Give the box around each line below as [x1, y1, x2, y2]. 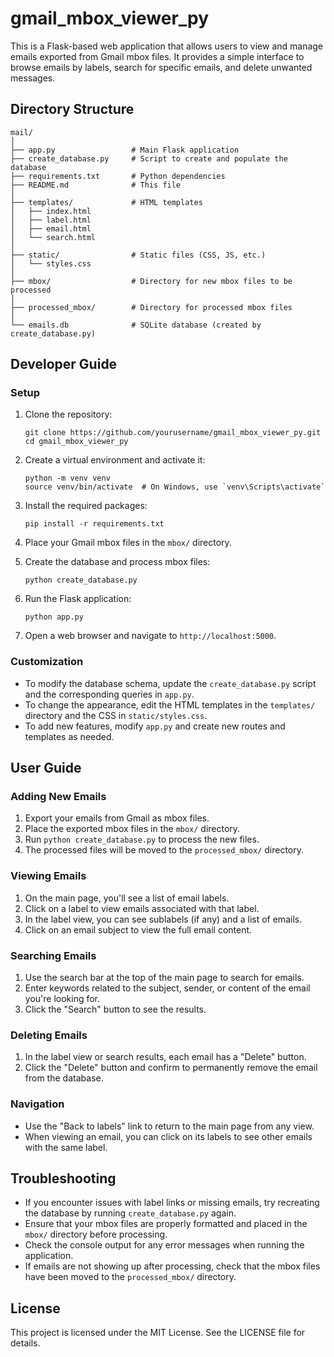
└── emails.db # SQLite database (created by [10, 320, 262, 330]
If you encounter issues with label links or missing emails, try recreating [24, 1197, 320, 1209]
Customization [10, 655, 84, 669]
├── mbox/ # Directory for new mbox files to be [10, 276, 293, 286]
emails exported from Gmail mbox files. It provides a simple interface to [10, 50, 305, 62]
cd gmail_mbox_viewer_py [24, 437, 129, 447]
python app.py [24, 612, 84, 622]
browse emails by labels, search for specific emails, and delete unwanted [10, 61, 313, 73]
